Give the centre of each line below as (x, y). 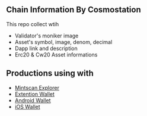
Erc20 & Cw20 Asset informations (56, 54)
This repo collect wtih (33, 24)
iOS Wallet (27, 106)
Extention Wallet (35, 94)
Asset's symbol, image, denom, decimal (63, 42)
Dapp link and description (46, 48)
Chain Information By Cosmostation (73, 10)
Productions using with (50, 73)
